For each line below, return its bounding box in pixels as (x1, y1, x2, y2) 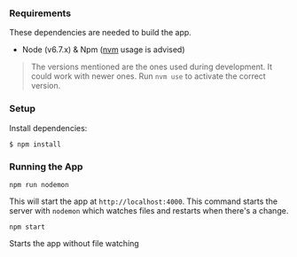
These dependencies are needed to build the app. (9, 27, 192, 38)
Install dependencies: (9, 122, 88, 133)
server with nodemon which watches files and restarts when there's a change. (9, 205, 289, 215)
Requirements (9, 7, 72, 19)
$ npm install (9, 140, 62, 149)
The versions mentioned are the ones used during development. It (30, 61, 273, 73)
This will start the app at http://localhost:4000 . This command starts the (9, 196, 277, 206)
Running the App (9, 160, 83, 173)
